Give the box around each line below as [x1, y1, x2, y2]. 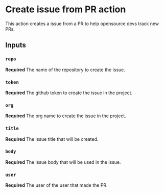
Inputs [5, 41, 27, 50]
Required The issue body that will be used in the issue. [5, 159, 121, 165]
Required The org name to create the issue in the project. [5, 113, 126, 119]
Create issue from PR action [5, 4, 126, 15]
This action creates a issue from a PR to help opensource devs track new [5, 20, 159, 27]
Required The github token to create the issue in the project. [5, 90, 133, 96]
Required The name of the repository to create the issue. [5, 67, 125, 73]
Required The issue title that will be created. [5, 136, 99, 142]
